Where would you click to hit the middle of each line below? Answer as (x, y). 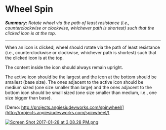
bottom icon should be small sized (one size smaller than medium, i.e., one (81, 93)
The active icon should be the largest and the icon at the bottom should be (81, 77)
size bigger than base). (28, 97)
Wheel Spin (29, 9)
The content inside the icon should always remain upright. (64, 67)
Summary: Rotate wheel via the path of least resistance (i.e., (67, 23)
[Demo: (13, 107)
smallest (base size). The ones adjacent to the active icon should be (74, 82)
